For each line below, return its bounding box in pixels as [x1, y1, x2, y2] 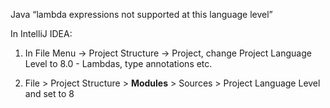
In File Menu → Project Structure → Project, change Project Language [24, 47, 312, 59]
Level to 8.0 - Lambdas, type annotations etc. [24, 58, 213, 69]
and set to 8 [24, 88, 75, 99]
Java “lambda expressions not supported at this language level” [10, 9, 273, 20]
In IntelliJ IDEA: [10, 28, 73, 39]
